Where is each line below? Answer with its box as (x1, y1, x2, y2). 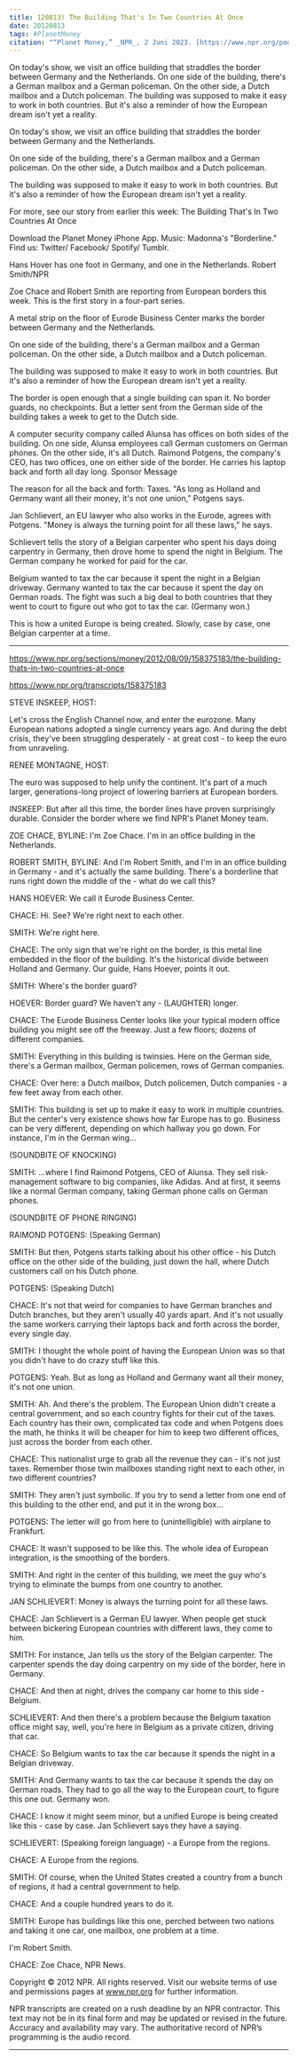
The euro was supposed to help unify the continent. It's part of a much (9, 777, 268, 788)
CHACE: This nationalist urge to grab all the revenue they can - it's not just (9, 1454, 281, 1464)
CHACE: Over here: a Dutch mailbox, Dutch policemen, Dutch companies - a (9, 1077, 287, 1088)
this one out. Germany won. (9, 1794, 111, 1804)
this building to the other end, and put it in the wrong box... (9, 1499, 223, 1510)
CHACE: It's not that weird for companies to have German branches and (9, 1300, 272, 1311)
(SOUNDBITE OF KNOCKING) (9, 1150, 117, 1161)
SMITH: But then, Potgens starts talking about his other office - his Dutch (9, 1247, 277, 1258)
